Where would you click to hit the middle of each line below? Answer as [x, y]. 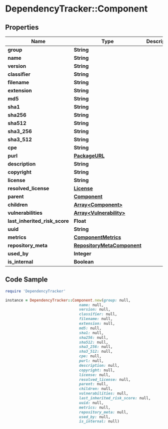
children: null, [96, 389]
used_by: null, [95, 417]
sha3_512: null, [96, 352]
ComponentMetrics [97, 237]
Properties [22, 27]
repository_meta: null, [104, 412]
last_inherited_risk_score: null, [115, 398]
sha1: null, [91, 333]
